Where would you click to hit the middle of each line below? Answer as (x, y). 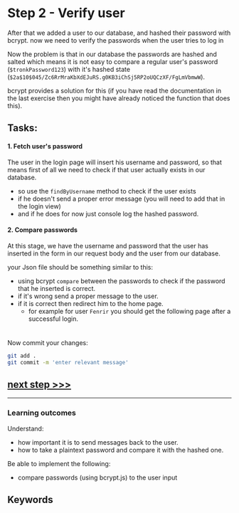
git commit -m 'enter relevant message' (68, 362)
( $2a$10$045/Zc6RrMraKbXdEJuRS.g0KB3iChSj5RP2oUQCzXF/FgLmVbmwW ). (106, 77)
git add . (22, 356)
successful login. (53, 319)
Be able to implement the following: (59, 463)
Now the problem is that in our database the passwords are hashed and (112, 54)
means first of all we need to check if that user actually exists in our (106, 169)
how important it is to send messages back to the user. (98, 442)
